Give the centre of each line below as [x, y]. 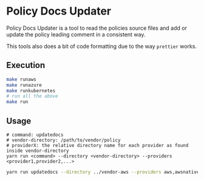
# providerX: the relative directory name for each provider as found [97, 145]
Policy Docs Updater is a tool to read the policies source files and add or [97, 28]
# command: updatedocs [35, 135]
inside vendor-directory [38, 151]
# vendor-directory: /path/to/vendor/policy [63, 140]
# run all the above [32, 96]
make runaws [21, 79]
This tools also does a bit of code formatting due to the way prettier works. [102, 46]
